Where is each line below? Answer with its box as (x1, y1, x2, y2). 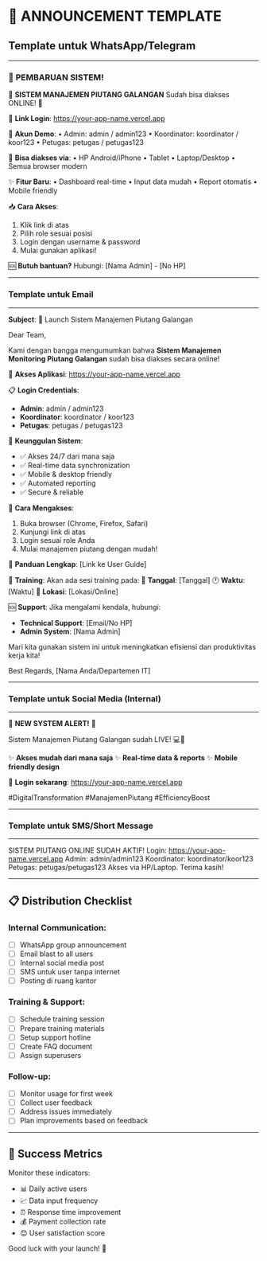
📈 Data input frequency (19, 1196, 99, 1205)
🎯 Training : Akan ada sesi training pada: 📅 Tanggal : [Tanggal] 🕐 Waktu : (8, 575, 246, 584)
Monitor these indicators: (8, 1168, 91, 1177)
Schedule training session (19, 1014, 105, 1024)
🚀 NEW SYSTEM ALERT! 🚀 (8, 718, 97, 728)
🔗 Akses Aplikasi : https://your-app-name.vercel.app (8, 369, 181, 379)
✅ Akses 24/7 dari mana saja (19, 451, 115, 461)
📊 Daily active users (19, 1184, 87, 1193)
